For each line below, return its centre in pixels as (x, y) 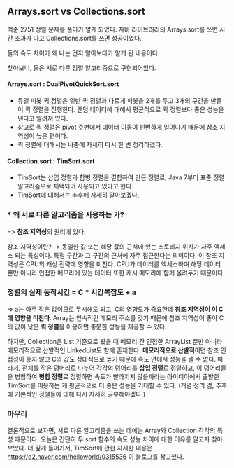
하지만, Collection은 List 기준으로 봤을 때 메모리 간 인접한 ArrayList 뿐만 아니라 (115, 341)
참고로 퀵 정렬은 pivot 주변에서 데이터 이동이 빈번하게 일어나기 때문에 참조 (118, 127)
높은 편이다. (52, 136)
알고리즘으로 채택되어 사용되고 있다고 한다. (75, 186)
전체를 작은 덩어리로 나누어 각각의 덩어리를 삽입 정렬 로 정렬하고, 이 (112, 368)
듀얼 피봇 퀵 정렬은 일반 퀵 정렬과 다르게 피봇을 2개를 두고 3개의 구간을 (113, 101)
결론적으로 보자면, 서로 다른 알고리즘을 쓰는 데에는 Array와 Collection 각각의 (111, 431)
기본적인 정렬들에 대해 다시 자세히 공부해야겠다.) (80, 394)
